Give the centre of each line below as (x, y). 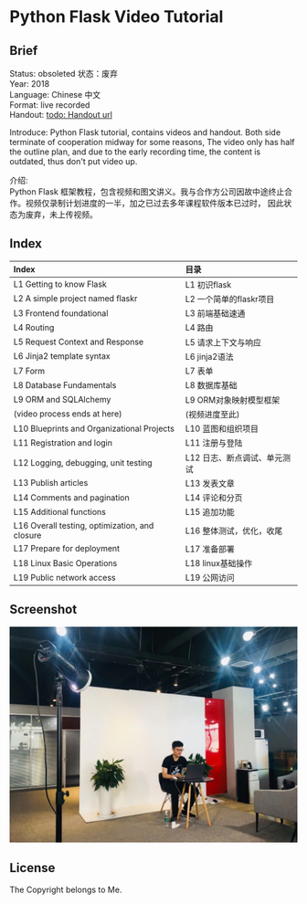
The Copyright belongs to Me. (66, 890)
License (32, 868)
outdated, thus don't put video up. (74, 161)
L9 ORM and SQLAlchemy (62, 400)
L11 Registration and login (63, 442)
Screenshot (43, 610)
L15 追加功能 (210, 512)
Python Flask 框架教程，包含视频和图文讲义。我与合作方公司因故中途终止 (147, 192)
